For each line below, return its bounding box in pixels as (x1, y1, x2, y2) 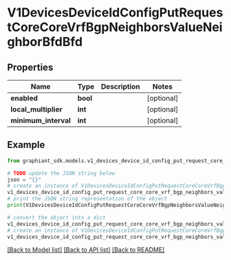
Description (100, 82, 140, 91)
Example (7, 139, 45, 151)
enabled (10, 94, 38, 102)
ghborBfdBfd (7, 34, 83, 50)
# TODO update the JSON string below (7, 170, 115, 177)
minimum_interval (10, 116, 71, 125)
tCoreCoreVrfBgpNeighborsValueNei (7, 19, 223, 35)
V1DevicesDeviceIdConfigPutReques (7, 5, 223, 21)
